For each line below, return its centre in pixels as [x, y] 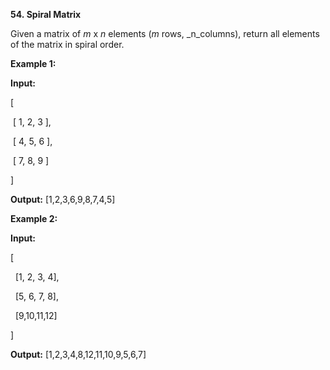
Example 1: [33, 63]
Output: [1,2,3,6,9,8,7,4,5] [63, 199]
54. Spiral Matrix [46, 14]
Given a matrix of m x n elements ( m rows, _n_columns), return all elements [165, 33]
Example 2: [34, 218]
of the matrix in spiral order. [67, 44]
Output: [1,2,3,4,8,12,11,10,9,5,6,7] [78, 354]
